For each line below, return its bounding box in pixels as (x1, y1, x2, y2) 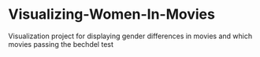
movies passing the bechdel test (8, 39, 114, 48)
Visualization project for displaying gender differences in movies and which (8, 31, 253, 41)
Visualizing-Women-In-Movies (8, 5, 215, 23)
